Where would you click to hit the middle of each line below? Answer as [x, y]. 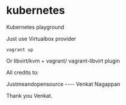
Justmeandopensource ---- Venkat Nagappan [63, 84]
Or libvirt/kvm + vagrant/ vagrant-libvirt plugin [63, 61]
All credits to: [22, 72]
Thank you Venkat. [29, 95]
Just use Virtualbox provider [41, 38]
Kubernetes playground [35, 27]
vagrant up [20, 49]
